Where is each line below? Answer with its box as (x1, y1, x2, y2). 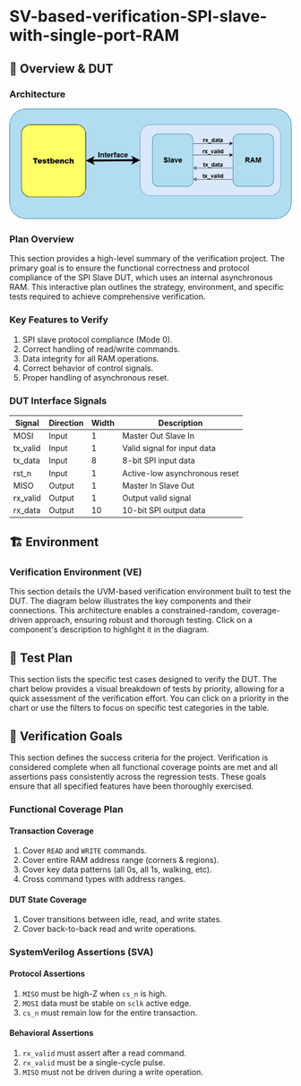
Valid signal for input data (122, 443, 217, 454)
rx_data (13, 505, 41, 516)
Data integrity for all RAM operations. (21, 353, 159, 363)
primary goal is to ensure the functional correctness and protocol (9, 262, 250, 274)
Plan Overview (9, 233, 74, 245)
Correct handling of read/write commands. (21, 343, 181, 355)
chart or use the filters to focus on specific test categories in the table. (9, 703, 270, 714)
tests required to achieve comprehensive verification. (9, 291, 206, 302)
